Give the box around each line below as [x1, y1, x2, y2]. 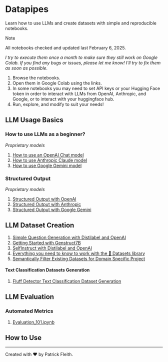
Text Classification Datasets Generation [5, 267, 90, 273]
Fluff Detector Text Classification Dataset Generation [12, 278, 121, 284]
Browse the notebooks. [12, 74, 60, 80]
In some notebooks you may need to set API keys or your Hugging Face [12, 85, 160, 91]
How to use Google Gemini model [12, 162, 82, 168]
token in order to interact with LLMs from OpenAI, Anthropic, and [12, 90, 146, 96]
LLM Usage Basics [5, 116, 64, 124]
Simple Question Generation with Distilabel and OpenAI [12, 234, 126, 240]
